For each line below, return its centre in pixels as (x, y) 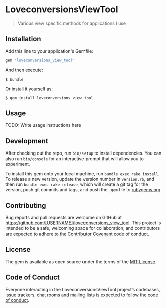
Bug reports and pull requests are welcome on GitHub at (64, 218)
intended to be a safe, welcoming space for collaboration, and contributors (82, 228)
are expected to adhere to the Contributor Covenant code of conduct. (77, 234)
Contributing (26, 206)
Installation (23, 39)
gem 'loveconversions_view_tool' (40, 60)
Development (27, 141)
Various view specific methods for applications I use (72, 23)
